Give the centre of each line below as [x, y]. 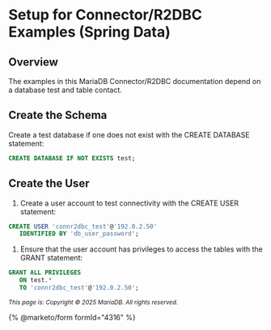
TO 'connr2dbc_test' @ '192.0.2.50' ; [79, 288]
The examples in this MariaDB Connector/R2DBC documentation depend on [135, 81]
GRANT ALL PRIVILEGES [45, 273]
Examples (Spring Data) [90, 32]
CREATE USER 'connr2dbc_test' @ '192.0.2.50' [83, 226]
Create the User [49, 184]
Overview [34, 62]
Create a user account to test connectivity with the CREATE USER [129, 203]
